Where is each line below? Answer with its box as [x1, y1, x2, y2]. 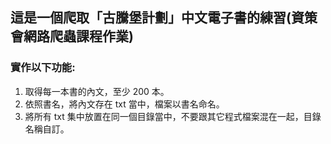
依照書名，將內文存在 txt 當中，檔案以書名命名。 [24, 98, 225, 110]
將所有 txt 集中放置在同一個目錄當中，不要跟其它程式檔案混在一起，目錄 [24, 110, 322, 122]
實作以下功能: [10, 61, 76, 75]
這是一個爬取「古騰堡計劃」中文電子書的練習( [10, 9, 292, 27]
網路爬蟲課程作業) [23, 28, 134, 45]
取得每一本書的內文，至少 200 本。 [24, 85, 170, 97]
